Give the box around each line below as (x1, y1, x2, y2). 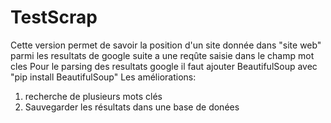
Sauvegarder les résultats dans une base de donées (24, 101, 240, 113)
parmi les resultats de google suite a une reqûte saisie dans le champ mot (10, 49, 315, 61)
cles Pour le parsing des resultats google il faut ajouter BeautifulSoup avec (10, 60, 318, 72)
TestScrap (10, 6, 98, 29)
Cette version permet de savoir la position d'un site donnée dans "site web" (10, 39, 322, 51)
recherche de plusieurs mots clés (24, 90, 163, 102)
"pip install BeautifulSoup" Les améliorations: (10, 71, 197, 83)
